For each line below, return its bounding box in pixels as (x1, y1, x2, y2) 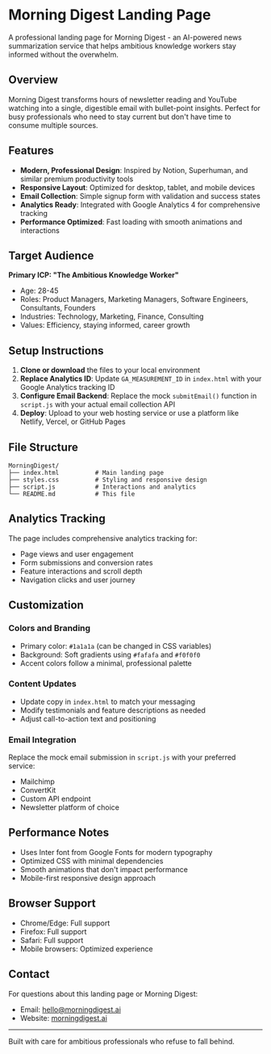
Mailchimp (19, 777, 55, 786)
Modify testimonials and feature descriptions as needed (19, 705, 206, 715)
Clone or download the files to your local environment (19, 366, 201, 375)
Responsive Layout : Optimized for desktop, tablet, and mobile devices (19, 182, 256, 192)
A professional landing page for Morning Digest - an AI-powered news (8, 32, 242, 42)
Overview (8, 73, 59, 87)
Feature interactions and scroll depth (19, 566, 143, 576)
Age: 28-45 (19, 286, 59, 296)
